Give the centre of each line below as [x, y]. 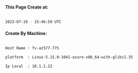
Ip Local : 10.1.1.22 [29, 66]
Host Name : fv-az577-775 [32, 48]
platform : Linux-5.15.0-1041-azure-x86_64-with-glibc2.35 [69, 57]
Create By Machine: [26, 33]
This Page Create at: [27, 7]
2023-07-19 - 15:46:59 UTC [33, 22]
